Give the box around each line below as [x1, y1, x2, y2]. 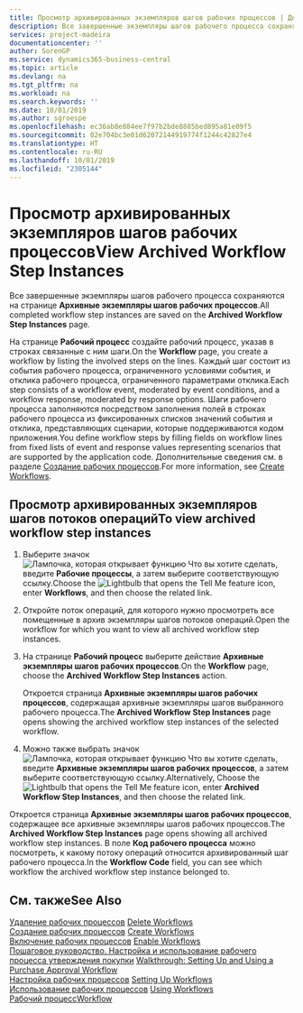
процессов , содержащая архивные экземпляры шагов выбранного [22, 697, 284, 708]
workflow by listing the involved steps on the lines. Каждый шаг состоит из [9, 355, 291, 366]
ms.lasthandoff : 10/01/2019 [9, 155, 115, 165]
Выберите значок [22, 549, 90, 560]
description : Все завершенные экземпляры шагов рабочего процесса [9, 22, 264, 31]
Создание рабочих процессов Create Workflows [9, 926, 195, 936]
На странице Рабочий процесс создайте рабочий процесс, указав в [9, 336, 274, 347]
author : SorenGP [9, 47, 70, 56]
